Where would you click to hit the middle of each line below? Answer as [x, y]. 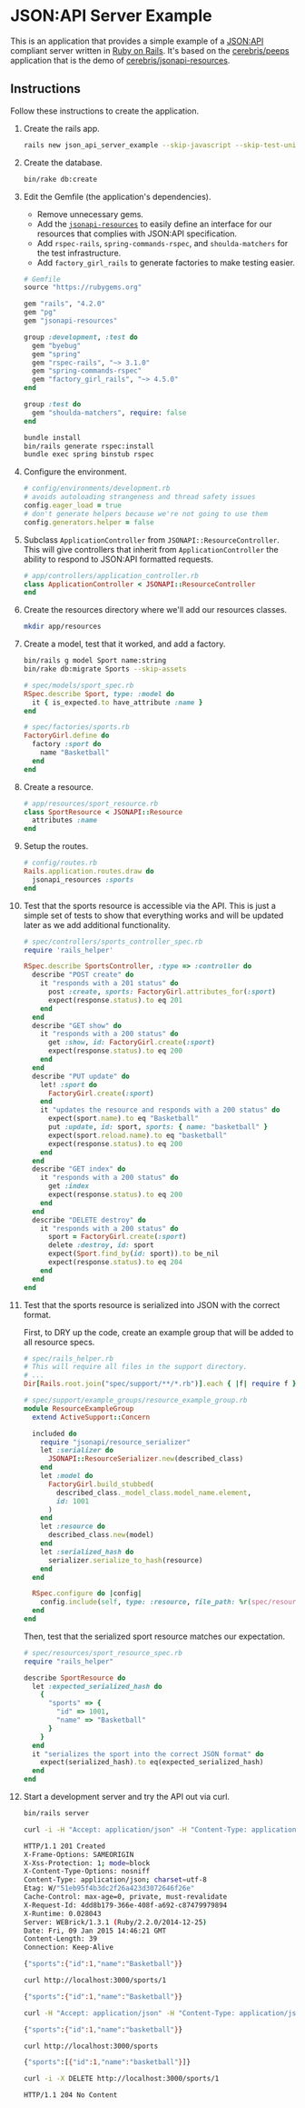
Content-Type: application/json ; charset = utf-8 [115, 1880]
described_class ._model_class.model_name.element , [154, 1493]
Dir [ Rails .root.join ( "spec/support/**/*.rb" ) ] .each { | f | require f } [160, 1384]
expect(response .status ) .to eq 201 [115, 1000]
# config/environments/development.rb [97, 489]
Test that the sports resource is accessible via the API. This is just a [149, 905]
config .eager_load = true [72, 505]
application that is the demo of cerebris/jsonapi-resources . [120, 60]
